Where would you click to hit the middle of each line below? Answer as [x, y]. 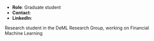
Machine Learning [24, 33]
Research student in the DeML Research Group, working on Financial [77, 28]
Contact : [22, 13]
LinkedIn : [22, 18]
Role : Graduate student [37, 7]
